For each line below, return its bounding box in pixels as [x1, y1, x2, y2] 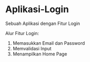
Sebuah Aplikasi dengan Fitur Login [5, 20, 80, 26]
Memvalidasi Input [12, 45, 52, 51]
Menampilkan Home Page [12, 51, 67, 57]
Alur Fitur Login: [5, 30, 39, 36]
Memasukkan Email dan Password [12, 40, 85, 46]
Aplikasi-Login [5, 4, 69, 15]
